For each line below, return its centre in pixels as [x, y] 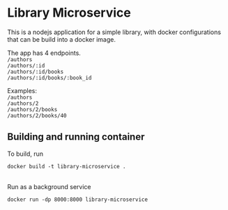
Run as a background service [49, 186]
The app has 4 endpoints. [44, 53]
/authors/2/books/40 [37, 115]
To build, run [25, 154]
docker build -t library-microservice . [67, 166]
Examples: [22, 90]
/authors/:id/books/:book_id [50, 78]
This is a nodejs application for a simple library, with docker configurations [114, 32]
